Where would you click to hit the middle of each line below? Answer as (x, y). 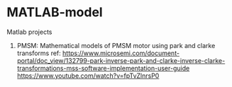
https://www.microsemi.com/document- (121, 53)
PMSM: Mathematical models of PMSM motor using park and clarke (116, 45)
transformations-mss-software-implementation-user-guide (103, 68)
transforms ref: (39, 53)
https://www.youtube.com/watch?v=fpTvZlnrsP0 (88, 76)
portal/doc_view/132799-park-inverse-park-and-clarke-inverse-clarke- (121, 60)
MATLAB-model (55, 12)
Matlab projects (29, 32)
